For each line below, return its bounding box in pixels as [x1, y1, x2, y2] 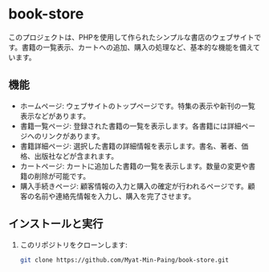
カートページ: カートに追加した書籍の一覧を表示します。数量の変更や [19, 161, 249, 171]
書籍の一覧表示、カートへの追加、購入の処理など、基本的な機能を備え [21, 42, 254, 52]
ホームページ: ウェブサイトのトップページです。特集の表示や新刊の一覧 [19, 101, 255, 111]
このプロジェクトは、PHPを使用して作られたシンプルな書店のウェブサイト [8, 32, 255, 42]
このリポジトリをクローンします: [19, 240, 128, 250]
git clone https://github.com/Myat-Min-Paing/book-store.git [19, 256, 230, 264]
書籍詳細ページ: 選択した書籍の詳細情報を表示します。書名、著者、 [19, 141, 243, 151]
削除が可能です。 [34, 171, 91, 181]
